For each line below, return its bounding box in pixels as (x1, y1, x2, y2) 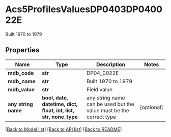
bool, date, (42, 94, 68, 101)
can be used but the (86, 100, 135, 108)
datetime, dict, (42, 100, 78, 108)
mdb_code (8, 70, 34, 77)
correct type (86, 113, 116, 120)
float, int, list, (42, 107, 75, 114)
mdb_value (8, 86, 35, 93)
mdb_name (8, 78, 36, 85)
